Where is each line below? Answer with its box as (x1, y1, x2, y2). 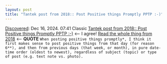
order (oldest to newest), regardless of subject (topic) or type (16, 50, 157, 55)
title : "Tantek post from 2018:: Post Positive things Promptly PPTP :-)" (5, 12, 164, 17)
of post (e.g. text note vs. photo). (5, 54, 83, 59)
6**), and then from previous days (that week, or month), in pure (5, 45, 148, 50)
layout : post (5, 7, 32, 12)
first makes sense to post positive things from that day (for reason (5, 41, 155, 46)
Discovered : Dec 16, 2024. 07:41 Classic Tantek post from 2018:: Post (5, 25, 147, 31)
